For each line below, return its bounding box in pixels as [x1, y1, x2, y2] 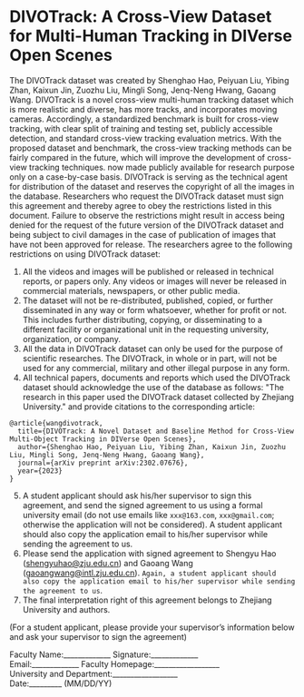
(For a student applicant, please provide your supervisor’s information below [9, 622, 295, 633]
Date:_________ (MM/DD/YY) [9, 678, 113, 689]
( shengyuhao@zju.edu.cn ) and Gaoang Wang [22, 557, 193, 568]
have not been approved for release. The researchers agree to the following [9, 239, 293, 250]
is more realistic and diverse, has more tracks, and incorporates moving [9, 103, 278, 114]
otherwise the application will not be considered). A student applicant [22, 519, 283, 530]
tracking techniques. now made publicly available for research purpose [28, 162, 295, 172]
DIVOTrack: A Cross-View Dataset [9, 6, 272, 27]
